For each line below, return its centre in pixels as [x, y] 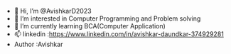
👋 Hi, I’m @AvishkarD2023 [53, 11]
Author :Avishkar [38, 44]
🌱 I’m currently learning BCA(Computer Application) [90, 26]
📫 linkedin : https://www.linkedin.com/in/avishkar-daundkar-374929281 [119, 34]
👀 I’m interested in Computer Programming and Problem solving [107, 18]
